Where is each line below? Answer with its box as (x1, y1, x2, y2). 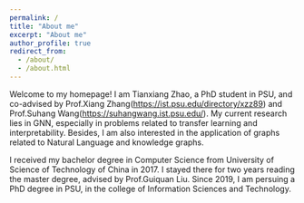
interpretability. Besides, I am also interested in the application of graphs (9, 127, 280, 138)
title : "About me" (9, 22, 79, 31)
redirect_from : (9, 47, 67, 56)
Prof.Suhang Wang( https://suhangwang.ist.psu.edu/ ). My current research (9, 108, 288, 119)
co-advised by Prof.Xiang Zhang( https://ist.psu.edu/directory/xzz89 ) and (9, 98, 283, 109)
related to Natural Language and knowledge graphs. (9, 137, 204, 148)
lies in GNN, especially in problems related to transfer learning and (9, 117, 258, 128)
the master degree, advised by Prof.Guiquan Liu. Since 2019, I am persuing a (9, 173, 296, 184)
